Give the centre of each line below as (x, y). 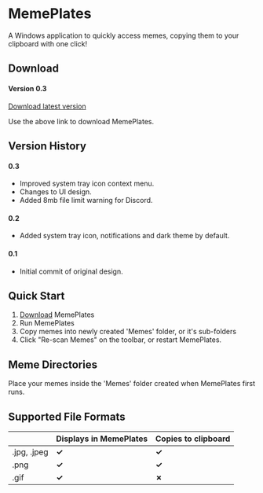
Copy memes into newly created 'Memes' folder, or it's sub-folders (128, 332)
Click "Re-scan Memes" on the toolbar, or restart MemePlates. (121, 340)
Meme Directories (53, 364)
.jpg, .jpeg (30, 451)
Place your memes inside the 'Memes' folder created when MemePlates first (132, 384)
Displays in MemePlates (102, 439)
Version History (47, 146)
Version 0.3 (27, 88)
